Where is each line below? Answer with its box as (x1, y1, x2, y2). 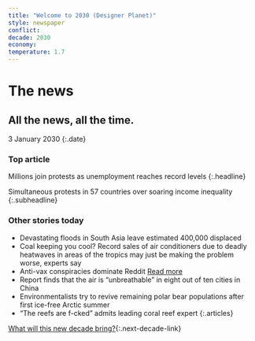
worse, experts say (19, 258, 82, 268)
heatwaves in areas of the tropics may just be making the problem (19, 250, 235, 259)
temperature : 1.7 (8, 48, 65, 56)
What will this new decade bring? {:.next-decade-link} (8, 324, 182, 333)
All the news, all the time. (8, 113, 135, 127)
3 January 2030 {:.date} (8, 135, 87, 143)
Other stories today (8, 215, 84, 226)
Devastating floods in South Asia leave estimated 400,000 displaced (19, 233, 242, 243)
